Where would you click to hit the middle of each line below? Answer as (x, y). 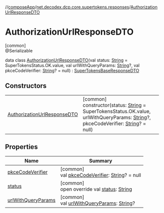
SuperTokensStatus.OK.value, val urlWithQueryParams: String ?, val (72, 65)
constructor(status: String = (114, 105)
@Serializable (19, 50)
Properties (21, 147)
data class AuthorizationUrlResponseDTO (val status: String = (66, 60)
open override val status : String (96, 189)
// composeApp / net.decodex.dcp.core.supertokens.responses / (68, 7)
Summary (101, 161)
